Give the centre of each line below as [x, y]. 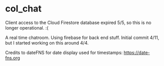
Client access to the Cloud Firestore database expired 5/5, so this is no [78, 22]
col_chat [23, 9]
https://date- [137, 52]
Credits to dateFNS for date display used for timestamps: [64, 52]
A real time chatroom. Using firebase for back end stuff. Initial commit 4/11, [82, 37]
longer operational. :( [27, 27]
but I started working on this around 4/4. [47, 42]
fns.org [13, 57]
